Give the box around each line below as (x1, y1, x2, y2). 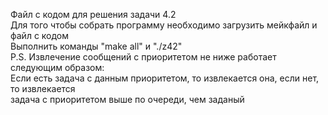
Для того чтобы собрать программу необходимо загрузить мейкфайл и (10, 19, 318, 31)
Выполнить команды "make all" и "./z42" (10, 40, 183, 52)
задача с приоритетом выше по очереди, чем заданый (10, 94, 245, 105)
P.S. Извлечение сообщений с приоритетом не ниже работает (10, 51, 277, 63)
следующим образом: (10, 62, 105, 73)
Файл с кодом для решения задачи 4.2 (10, 9, 177, 20)
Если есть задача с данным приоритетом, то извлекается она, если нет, (10, 72, 320, 84)
